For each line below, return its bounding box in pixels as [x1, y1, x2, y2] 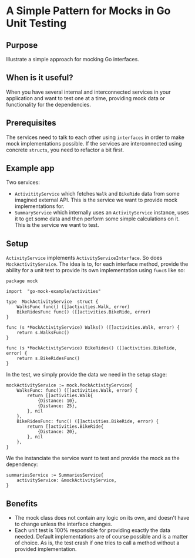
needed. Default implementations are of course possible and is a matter [14, 533, 188, 540]
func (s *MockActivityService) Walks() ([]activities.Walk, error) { [6, 325, 180, 331]
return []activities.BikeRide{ [27, 424, 104, 430]
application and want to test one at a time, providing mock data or [6, 94, 166, 101]
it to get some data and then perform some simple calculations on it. [14, 215, 180, 222]
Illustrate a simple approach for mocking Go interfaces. [6, 56, 139, 62]
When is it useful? [6, 72, 73, 83]
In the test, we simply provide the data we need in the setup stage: [6, 371, 167, 378]
